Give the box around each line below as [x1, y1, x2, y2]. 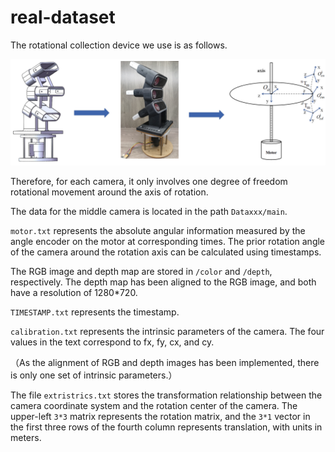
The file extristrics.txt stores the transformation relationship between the [10, 389, 323, 401]
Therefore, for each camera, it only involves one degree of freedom [10, 176, 288, 188]
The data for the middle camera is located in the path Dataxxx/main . [10, 206, 288, 218]
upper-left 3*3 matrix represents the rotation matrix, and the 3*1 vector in [10, 411, 311, 423]
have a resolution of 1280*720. [10, 287, 138, 299]
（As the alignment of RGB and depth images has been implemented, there [10, 357, 320, 369]
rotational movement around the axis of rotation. [10, 186, 209, 198]
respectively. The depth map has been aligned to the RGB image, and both [10, 276, 317, 288]
